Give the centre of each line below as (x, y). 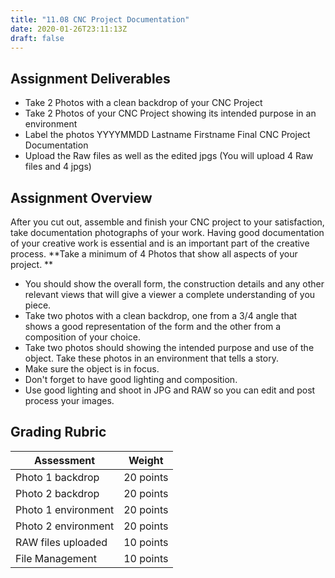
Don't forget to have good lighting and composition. (131, 379)
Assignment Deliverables (90, 78)
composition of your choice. (83, 337)
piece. (38, 305)
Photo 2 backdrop (57, 493)
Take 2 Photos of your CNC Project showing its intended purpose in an (170, 113)
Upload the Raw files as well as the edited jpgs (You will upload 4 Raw (169, 156)
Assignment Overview (81, 197)
